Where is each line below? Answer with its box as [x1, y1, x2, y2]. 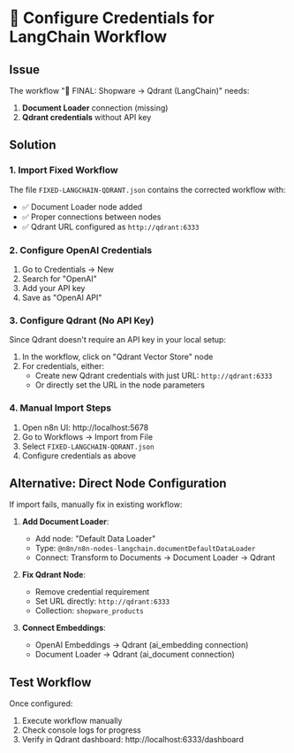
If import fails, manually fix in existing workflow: [9, 499, 183, 510]
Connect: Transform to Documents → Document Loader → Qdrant [34, 552, 275, 563]
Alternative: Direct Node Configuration [9, 475, 227, 490]
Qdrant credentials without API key [21, 112, 152, 122]
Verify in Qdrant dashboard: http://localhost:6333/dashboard [21, 734, 245, 745]
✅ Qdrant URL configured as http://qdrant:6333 [21, 221, 200, 232]
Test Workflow [9, 674, 92, 689]
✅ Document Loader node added [21, 201, 143, 211]
